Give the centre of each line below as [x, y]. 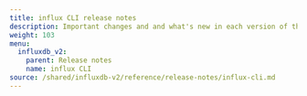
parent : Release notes [69, 60]
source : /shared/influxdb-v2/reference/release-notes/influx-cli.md [143, 78]
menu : [20, 43]
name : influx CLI [59, 69]
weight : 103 [32, 35]
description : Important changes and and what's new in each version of [148, 27]
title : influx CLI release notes [73, 18]
